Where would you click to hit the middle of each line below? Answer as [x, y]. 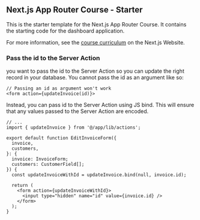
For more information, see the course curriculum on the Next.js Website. [95, 42]
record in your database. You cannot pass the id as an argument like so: [95, 78]
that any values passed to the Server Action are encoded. [77, 111]
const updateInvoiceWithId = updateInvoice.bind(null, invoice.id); [99, 175]
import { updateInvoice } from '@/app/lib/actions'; [74, 128]
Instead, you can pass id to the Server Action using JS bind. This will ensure [100, 105]
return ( [23, 186]
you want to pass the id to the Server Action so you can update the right [95, 71]
